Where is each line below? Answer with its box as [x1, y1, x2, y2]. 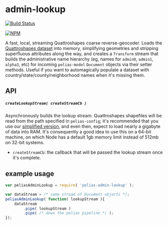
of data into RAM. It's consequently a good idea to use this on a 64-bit [5, 129, 151, 135]
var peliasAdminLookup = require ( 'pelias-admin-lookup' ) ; [5, 183, 135, 188]
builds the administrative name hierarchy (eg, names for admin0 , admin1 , [5, 56, 154, 62]
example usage [5, 169, 54, 178]
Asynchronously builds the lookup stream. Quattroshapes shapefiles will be [5, 113, 162, 119]
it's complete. [12, 155, 41, 161]
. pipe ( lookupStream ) [23, 206, 71, 211]
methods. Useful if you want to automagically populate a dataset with [5, 67, 149, 73]
